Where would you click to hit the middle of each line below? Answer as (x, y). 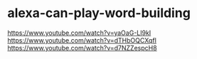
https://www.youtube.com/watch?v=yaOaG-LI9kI (79, 33)
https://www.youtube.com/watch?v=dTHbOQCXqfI (82, 40)
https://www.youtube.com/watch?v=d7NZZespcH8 (82, 48)
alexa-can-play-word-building (99, 13)
